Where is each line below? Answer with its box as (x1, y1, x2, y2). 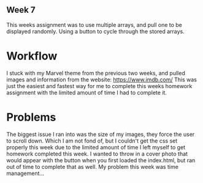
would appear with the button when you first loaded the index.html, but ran (6, 156, 196, 164)
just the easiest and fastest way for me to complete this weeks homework (6, 82, 193, 89)
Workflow (6, 49, 58, 63)
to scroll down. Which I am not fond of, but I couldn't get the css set (6, 137, 178, 144)
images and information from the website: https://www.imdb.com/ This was (6, 76, 197, 83)
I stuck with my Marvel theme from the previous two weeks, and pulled (6, 69, 185, 77)
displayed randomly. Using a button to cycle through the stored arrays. (6, 28, 185, 35)
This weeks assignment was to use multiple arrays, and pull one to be (6, 21, 183, 28)
